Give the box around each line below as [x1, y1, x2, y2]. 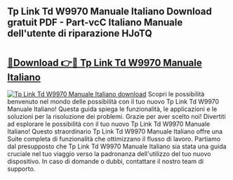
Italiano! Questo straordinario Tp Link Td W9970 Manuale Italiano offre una [7, 127, 223, 136]
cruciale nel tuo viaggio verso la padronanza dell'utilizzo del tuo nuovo [7, 150, 211, 157]
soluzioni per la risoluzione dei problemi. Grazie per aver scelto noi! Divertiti [7, 112, 226, 120]
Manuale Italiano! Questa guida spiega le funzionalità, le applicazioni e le [7, 105, 218, 113]
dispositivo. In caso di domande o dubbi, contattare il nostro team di [7, 157, 204, 165]
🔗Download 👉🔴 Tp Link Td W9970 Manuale [7, 56, 202, 69]
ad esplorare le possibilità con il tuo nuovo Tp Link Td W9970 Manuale [7, 120, 211, 128]
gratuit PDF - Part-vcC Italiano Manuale [7, 17, 183, 29]
